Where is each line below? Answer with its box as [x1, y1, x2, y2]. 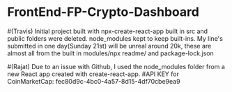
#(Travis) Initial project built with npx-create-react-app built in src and [7, 27, 208, 35]
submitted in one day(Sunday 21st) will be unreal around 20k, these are [7, 42, 212, 50]
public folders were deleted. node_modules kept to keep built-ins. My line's [7, 34, 223, 42]
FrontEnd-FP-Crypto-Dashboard [7, 4, 200, 20]
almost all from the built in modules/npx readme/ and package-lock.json [7, 49, 214, 57]
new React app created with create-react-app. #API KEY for [7, 70, 179, 78]
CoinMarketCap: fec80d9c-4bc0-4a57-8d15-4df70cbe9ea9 [7, 77, 180, 85]
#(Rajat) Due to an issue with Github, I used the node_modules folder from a [7, 62, 225, 71]
